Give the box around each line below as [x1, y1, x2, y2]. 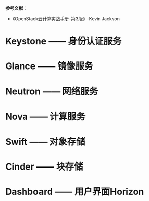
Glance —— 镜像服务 [5, 60, 93, 72]
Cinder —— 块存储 [5, 161, 83, 173]
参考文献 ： [5, 5, 28, 11]
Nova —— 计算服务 [5, 111, 86, 122]
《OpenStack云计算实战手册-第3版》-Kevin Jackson [12, 16, 120, 22]
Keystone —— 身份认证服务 [5, 36, 122, 47]
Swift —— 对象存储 [5, 136, 85, 147]
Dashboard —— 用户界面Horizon [5, 186, 144, 197]
